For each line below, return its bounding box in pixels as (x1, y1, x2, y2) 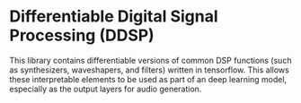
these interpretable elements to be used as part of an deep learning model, (9, 73, 288, 84)
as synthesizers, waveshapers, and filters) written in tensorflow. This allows (9, 64, 289, 75)
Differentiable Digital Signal (9, 6, 218, 27)
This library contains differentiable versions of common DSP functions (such (9, 55, 292, 65)
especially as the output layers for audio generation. (9, 83, 202, 94)
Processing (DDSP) (9, 25, 155, 46)
